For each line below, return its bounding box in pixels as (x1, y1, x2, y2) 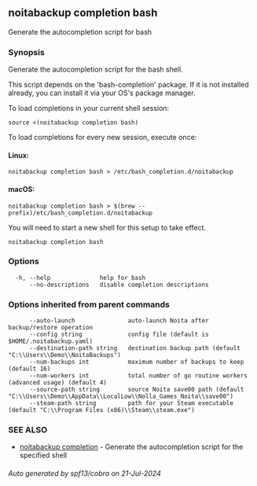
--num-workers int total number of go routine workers (28, 372, 248, 380)
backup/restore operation (8, 324, 93, 332)
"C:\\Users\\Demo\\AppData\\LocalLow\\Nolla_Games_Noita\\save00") (8, 392, 234, 400)
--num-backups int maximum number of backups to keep (28, 358, 244, 366)
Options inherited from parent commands (8, 299, 171, 310)
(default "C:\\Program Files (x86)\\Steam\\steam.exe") (8, 407, 195, 414)
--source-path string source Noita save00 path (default (28, 385, 244, 394)
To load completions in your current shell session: (8, 104, 170, 113)
